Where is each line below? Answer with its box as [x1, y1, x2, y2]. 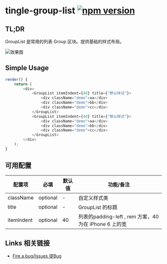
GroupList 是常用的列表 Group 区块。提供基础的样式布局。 [5, 39, 124, 44]
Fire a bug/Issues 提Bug [12, 253, 62, 259]
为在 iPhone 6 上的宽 [78, 220, 127, 227]
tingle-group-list [5, 5, 76, 16]
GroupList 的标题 [78, 204, 118, 211]
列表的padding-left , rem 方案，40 [78, 213, 159, 220]
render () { [5, 77, 28, 82]
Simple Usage [5, 64, 49, 72]
